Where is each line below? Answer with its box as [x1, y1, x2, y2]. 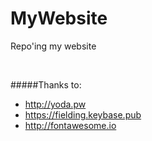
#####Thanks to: [10, 78, 82, 91]
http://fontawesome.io [24, 119, 117, 131]
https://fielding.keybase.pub [24, 108, 142, 121]
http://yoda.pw [24, 98, 87, 110]
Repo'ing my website [10, 40, 97, 52]
